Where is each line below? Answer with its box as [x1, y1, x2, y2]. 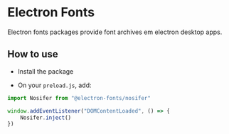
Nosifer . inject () [20, 114, 72, 121]
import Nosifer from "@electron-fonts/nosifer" [7, 94, 151, 101]
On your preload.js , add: [17, 81, 92, 89]
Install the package [17, 67, 74, 75]
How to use [7, 48, 58, 60]
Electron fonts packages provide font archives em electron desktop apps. [7, 28, 223, 36]
